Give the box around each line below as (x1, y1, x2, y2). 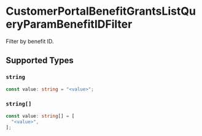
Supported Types (6, 55, 74, 66)
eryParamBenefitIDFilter (6, 17, 133, 31)
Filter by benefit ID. (6, 37, 54, 45)
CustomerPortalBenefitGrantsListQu (6, 4, 196, 18)
